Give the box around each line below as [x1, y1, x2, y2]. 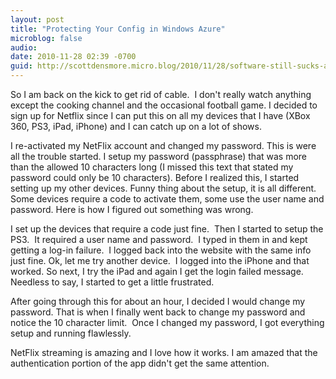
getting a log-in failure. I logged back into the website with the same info [10, 244, 312, 256]
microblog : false [10, 33, 83, 43]
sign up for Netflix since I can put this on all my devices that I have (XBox [10, 110, 311, 121]
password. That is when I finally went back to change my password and [10, 306, 306, 318]
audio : [10, 42, 38, 53]
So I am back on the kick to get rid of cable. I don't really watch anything [10, 89, 312, 100]
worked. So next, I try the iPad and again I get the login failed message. [10, 266, 304, 277]
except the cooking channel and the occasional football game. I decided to [10, 99, 318, 111]
